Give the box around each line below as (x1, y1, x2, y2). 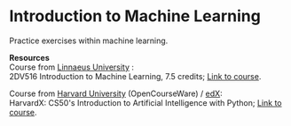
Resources (9, 52, 51, 63)
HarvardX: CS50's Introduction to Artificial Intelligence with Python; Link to (9, 97, 282, 107)
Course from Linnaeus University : (9, 62, 135, 72)
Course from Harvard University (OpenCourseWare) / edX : (9, 88, 224, 99)
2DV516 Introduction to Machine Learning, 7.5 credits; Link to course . (9, 70, 262, 81)
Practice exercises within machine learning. (9, 35, 169, 46)
